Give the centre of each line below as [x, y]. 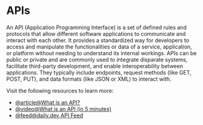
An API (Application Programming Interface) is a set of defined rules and [96, 27]
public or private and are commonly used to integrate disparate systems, [97, 59]
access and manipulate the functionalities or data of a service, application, [99, 47]
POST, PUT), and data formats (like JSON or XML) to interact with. [89, 79]
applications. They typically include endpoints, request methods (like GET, [99, 72]
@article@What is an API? [48, 102]
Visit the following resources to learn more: [60, 90]
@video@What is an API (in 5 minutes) [63, 109]
